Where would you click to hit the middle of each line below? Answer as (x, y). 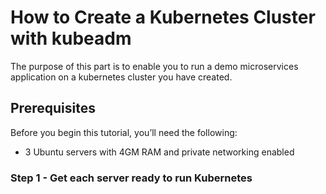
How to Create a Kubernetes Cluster (163, 17)
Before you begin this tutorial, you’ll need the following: (124, 132)
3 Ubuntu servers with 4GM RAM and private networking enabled (159, 152)
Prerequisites (53, 108)
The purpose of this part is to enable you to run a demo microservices (154, 66)
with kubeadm (71, 38)
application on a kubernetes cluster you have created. (121, 77)
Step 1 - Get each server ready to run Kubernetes (131, 178)
